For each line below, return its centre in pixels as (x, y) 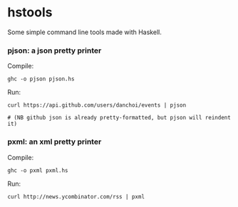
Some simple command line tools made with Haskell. (84, 32)
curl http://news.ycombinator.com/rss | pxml (76, 196)
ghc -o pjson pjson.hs (41, 79)
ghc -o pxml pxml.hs (38, 170)
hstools (30, 12)
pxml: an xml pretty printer (55, 142)
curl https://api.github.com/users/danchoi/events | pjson (97, 105)
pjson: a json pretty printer (55, 51)
